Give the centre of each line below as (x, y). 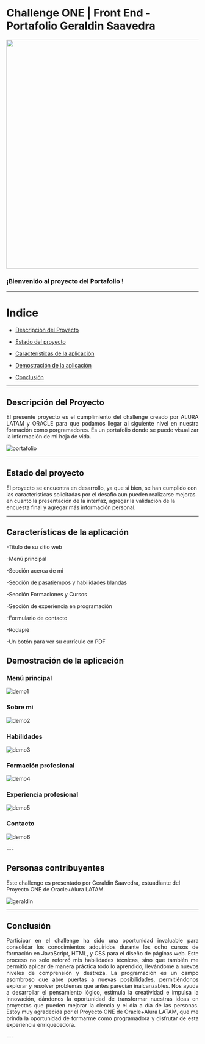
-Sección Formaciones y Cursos (47, 594)
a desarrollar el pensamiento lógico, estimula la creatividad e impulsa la (103, 993)
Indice (22, 313)
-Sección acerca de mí (35, 570)
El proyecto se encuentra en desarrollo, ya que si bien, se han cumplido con (102, 488)
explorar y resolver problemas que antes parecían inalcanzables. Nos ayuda (103, 986)
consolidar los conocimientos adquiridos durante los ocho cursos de (103, 947)
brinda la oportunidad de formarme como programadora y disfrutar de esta (103, 1018)
